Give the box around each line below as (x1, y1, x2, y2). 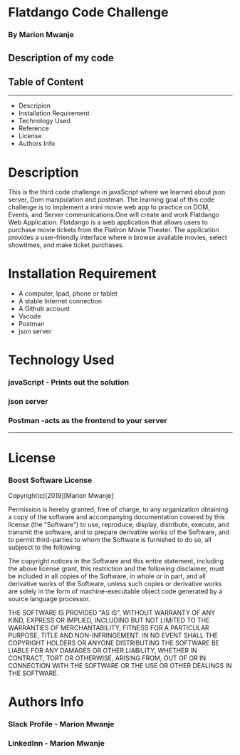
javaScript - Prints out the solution (8, 377, 130, 387)
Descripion (18, 101, 51, 110)
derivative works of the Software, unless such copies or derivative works (8, 580, 222, 588)
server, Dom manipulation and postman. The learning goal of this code (8, 195, 215, 204)
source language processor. (8, 595, 90, 603)
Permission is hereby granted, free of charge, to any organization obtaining (8, 505, 229, 514)
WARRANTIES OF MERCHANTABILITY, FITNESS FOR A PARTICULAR (8, 624, 209, 632)
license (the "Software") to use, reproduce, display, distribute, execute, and (8, 521, 230, 528)
